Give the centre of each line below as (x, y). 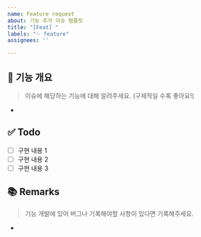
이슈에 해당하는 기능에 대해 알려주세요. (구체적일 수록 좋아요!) (109, 95)
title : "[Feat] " (33, 27)
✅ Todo (24, 132)
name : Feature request (41, 14)
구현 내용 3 (33, 168)
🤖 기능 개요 (30, 77)
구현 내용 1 (32, 150)
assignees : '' (28, 41)
